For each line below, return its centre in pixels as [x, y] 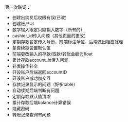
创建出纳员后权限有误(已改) [39, 17]
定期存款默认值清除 [31, 96]
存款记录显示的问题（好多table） [45, 84]
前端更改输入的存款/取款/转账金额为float [52, 54]
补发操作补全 [25, 66]
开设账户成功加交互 [31, 78]
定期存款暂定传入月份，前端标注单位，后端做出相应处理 [67, 42]
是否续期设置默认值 [31, 48]
